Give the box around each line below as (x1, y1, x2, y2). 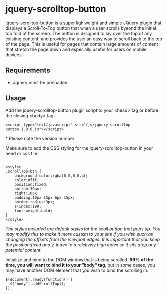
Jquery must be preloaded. (12, 79, 69, 85)
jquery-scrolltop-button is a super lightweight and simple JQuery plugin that (5, 20, 162, 26)
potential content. (5, 247, 42, 253)
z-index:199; (14, 204, 42, 209)
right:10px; (14, 191, 39, 196)
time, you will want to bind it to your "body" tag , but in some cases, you (5, 262, 156, 268)
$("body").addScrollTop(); (10, 281, 66, 286)
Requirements (5, 66, 50, 75)
